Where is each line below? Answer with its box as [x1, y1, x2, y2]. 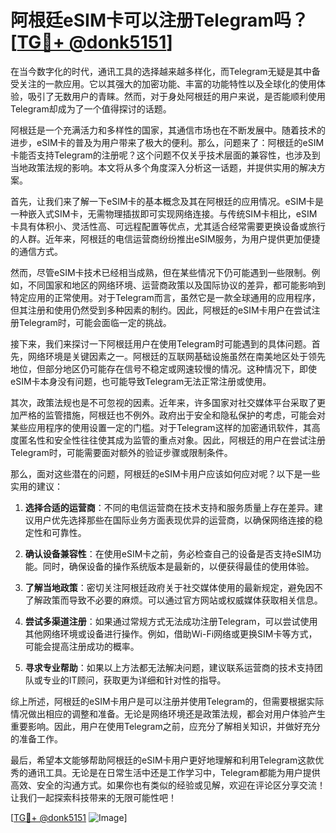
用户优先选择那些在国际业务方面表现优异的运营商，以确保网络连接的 [33, 514, 315, 526]
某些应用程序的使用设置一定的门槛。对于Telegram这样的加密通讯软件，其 [10, 421, 312, 433]
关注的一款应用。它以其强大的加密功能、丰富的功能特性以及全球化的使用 [18, 77, 317, 90]
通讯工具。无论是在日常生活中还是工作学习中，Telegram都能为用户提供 [27, 766, 321, 778]
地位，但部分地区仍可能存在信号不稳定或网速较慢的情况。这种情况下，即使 [10, 362, 317, 375]
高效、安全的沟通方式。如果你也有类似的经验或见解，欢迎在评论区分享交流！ [10, 779, 326, 791]
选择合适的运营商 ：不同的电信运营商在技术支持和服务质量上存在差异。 [24, 501, 315, 513]
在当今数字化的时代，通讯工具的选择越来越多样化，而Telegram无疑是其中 [10, 65, 312, 77]
